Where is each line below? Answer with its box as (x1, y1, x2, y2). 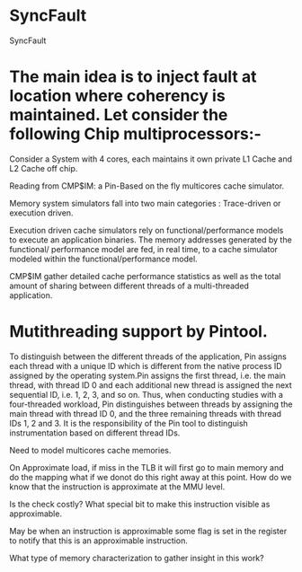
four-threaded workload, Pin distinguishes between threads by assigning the (9, 399, 293, 409)
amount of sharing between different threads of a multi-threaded (9, 280, 250, 291)
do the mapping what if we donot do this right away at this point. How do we (9, 471, 292, 482)
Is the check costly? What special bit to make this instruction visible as (9, 498, 271, 509)
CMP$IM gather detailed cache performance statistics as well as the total (9, 270, 281, 281)
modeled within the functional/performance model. (9, 253, 198, 264)
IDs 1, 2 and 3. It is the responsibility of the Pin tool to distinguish (9, 418, 249, 428)
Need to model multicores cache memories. (9, 444, 172, 455)
